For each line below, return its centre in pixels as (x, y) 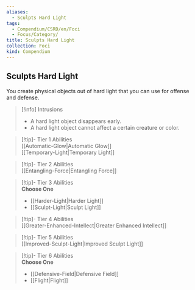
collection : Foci (28, 46)
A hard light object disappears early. (76, 121)
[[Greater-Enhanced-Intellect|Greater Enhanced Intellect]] (94, 225)
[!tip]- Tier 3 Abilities (47, 182)
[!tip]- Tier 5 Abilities (47, 237)
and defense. (23, 97)
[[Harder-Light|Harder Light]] (67, 200)
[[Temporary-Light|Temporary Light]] (68, 152)
